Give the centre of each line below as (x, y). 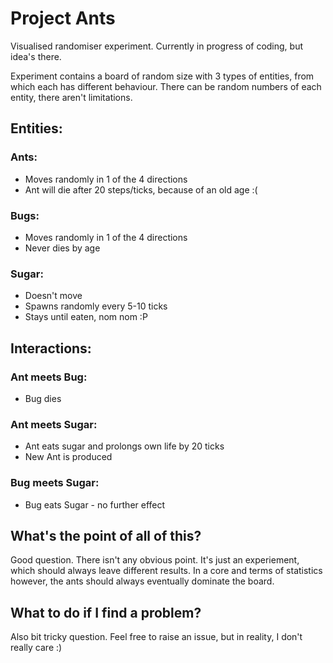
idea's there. (36, 56)
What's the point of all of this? (106, 535)
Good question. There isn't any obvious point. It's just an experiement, (155, 560)
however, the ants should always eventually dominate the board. (142, 581)
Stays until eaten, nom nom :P (86, 317)
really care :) (36, 648)
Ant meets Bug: (49, 377)
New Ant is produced (68, 457)
